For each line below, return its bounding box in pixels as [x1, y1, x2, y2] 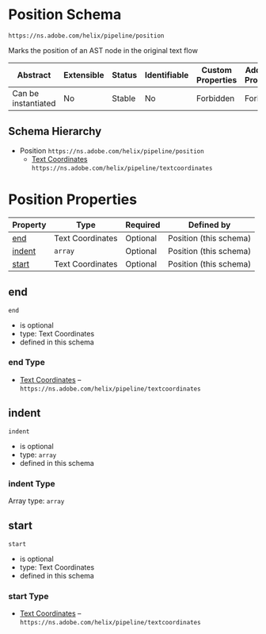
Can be [12, 87, 40, 98]
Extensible [63, 69, 104, 80]
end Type [8, 357, 45, 368]
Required [125, 219, 161, 230]
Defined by [188, 219, 231, 230]
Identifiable [144, 69, 189, 80]
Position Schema [8, 6, 122, 24]
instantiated [12, 98, 56, 109]
